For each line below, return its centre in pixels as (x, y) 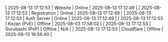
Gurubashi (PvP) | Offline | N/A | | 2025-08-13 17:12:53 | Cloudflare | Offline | (84, 29)
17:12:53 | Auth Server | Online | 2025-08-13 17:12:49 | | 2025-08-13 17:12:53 (84, 18)
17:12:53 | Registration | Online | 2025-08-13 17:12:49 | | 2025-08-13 (81, 13)
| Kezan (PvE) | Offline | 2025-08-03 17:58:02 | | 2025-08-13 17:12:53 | (78, 23)
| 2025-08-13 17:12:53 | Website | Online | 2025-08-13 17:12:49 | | (73, 8)
